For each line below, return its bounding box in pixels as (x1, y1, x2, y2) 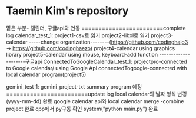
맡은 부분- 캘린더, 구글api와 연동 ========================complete (6, 24, 187, 31)
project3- (151, 31, 174, 39)
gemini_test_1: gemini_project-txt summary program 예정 (6, 83, 142, 90)
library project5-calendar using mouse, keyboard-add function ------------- (6, 51, 190, 58)
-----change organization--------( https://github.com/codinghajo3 (28, 38, 188, 45)
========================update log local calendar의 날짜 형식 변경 (6, 90, 187, 97)
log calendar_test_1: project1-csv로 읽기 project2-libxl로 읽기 (6, 31, 150, 39)
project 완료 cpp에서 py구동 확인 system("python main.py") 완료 (6, 105, 158, 112)
